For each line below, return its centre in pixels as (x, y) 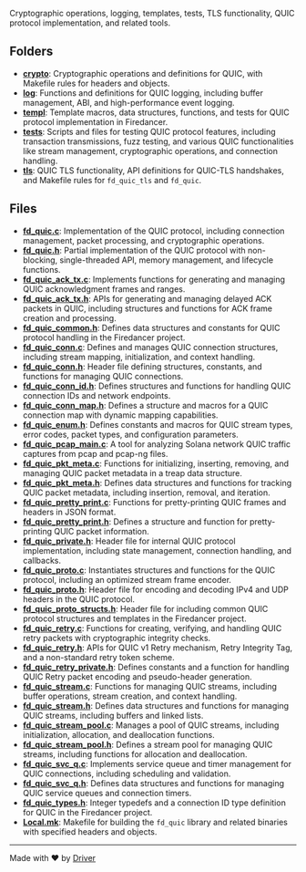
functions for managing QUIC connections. (103, 376)
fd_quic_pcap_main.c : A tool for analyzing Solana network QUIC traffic (157, 444)
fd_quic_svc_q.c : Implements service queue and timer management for (157, 763)
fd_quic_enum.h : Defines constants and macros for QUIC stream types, (158, 424)
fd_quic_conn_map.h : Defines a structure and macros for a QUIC (145, 405)
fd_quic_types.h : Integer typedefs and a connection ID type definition (154, 803)
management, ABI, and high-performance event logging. (128, 102)
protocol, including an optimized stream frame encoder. (127, 579)
